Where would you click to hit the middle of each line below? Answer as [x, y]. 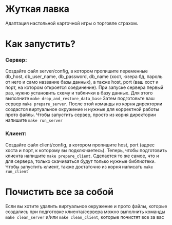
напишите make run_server [34, 120]
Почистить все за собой [60, 192]
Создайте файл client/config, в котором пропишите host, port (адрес [80, 145]
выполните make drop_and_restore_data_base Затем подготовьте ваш [80, 99]
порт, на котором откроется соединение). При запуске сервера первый [84, 87]
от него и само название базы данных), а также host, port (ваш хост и [82, 82]
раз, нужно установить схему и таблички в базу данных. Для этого [79, 93]
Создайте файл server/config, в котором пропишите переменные [77, 71]
